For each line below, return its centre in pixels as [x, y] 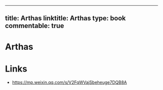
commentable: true [35, 26]
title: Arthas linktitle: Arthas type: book [65, 18]
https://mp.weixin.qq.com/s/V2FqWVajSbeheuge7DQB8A [69, 82]
